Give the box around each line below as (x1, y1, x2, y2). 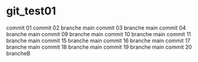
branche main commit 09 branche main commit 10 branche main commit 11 (6, 30, 191, 37)
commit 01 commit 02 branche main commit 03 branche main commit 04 (6, 24, 186, 31)
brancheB (6, 49, 31, 57)
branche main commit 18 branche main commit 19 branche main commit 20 (6, 43, 192, 51)
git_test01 (6, 4, 56, 18)
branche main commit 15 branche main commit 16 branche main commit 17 (6, 37, 191, 44)
